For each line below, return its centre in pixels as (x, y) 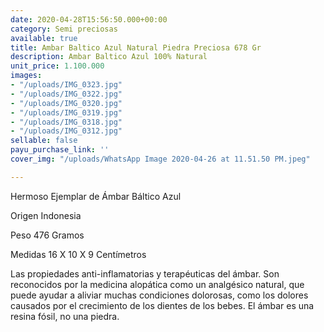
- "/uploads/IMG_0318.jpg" (66, 122)
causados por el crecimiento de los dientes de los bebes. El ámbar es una (162, 305)
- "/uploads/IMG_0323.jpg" (66, 85)
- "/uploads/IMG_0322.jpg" (66, 94)
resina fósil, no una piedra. (65, 316)
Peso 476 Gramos (47, 235)
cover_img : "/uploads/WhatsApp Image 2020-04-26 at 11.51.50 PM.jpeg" (160, 159)
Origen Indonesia (46, 215)
